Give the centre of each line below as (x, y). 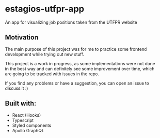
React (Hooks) (26, 115)
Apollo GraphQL (28, 130)
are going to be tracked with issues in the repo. (52, 74)
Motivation (22, 37)
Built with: (21, 103)
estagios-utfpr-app (45, 9)
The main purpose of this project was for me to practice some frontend (76, 49)
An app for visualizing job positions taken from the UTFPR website (71, 22)
